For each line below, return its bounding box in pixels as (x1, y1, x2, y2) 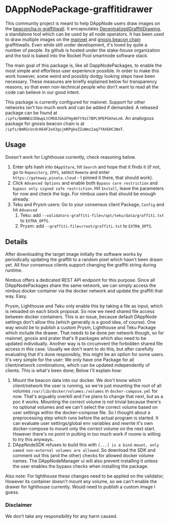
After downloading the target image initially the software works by (5, 251, 142, 257)
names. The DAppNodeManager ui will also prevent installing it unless (12, 458, 158, 464)
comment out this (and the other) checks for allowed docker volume (12, 452, 154, 458)
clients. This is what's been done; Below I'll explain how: (5, 367, 122, 373)
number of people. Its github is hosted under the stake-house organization (5, 47, 160, 53)
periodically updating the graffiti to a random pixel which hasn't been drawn (5, 256, 163, 263)
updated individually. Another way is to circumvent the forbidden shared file (5, 340, 163, 346)
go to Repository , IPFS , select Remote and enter (12, 169, 110, 175)
